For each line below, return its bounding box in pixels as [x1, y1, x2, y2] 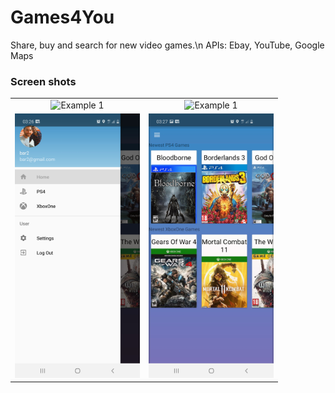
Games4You [10, 6, 115, 29]
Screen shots [10, 74, 77, 88]
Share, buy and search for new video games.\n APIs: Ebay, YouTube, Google [10, 39, 325, 51]
